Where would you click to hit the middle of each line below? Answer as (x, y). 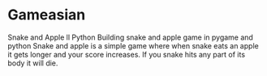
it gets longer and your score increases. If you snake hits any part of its (126, 54)
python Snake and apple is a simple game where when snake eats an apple (133, 45)
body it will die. (33, 63)
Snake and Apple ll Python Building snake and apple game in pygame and (130, 37)
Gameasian (47, 15)
